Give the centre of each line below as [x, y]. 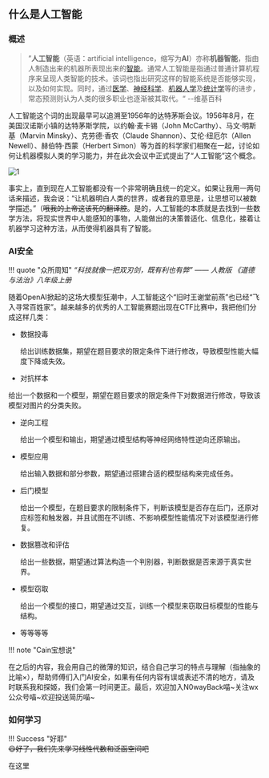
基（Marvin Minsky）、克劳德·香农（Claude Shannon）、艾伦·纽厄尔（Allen [130, 136]
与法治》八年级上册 [40, 280]
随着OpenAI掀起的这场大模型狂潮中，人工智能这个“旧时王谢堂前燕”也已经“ [130, 297]
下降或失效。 [48, 361]
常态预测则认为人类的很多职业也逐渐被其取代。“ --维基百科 [125, 98]
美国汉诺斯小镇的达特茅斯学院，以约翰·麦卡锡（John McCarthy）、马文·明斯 [132, 125]
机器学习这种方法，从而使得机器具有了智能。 [82, 228]
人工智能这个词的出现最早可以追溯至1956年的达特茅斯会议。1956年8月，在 [131, 115]
